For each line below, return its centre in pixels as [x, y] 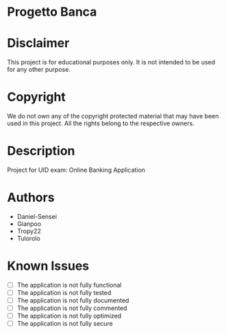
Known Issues [48, 266]
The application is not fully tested [64, 292]
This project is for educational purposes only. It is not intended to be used [111, 62]
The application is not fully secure [65, 324]
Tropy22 [29, 231]
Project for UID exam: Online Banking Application [76, 170]
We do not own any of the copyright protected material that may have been [113, 116]
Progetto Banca [52, 12]
